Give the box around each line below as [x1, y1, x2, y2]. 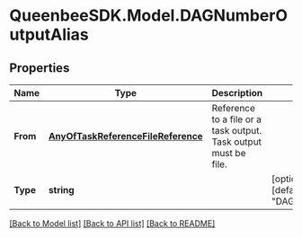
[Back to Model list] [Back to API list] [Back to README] [9, 218, 216, 229]
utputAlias [9, 24, 90, 45]
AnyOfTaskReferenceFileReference [48, 130, 204, 142]
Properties [9, 60, 70, 75]
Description [211, 87, 263, 99]
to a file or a [211, 113, 262, 126]
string [48, 184, 75, 196]
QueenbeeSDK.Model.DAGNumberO [9, 5, 288, 26]
